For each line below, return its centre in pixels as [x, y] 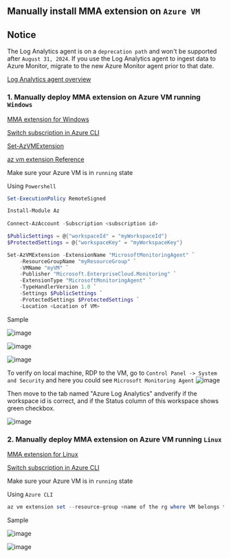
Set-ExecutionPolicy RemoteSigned [57, 198]
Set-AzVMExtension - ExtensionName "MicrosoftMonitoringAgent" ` [101, 255]
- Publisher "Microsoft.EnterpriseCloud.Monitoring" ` [98, 274]
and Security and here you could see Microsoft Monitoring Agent [101, 380]
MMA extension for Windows [48, 119]
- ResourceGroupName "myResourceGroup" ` [78, 261]
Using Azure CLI [30, 494]
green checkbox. [31, 408]
